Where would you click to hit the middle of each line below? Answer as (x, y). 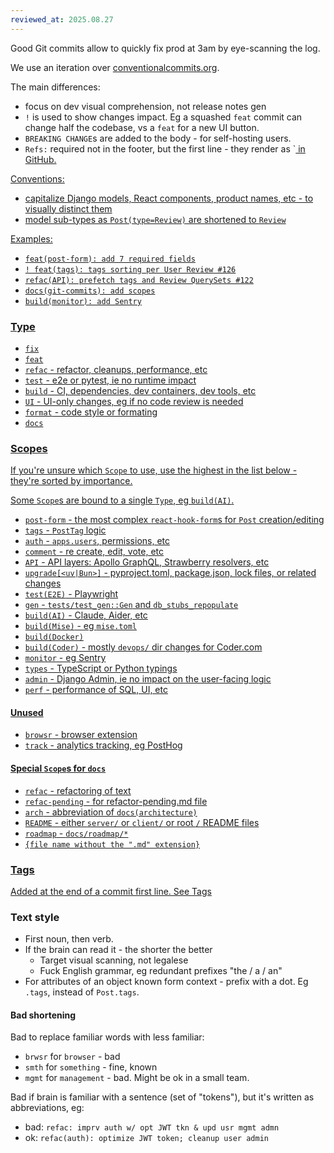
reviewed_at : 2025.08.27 (62, 19)
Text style (35, 917)
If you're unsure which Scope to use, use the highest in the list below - (154, 470)
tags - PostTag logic (65, 530)
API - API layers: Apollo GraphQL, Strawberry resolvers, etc (147, 562)
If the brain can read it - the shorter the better (118, 950)
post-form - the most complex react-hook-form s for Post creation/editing (174, 520)
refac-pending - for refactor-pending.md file (116, 801)
